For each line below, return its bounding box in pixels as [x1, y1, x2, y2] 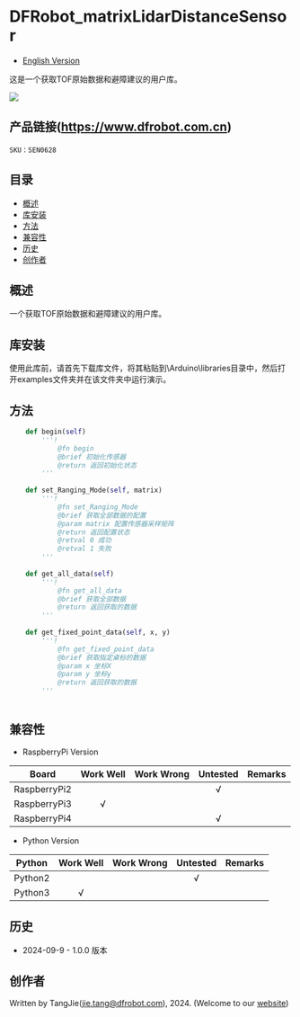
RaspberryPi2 [13, 782, 72, 795]
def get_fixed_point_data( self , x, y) [25, 628, 171, 637]
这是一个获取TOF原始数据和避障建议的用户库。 [9, 74, 182, 85]
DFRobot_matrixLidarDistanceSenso [9, 6, 287, 27]
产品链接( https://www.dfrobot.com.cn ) [9, 120, 232, 135]
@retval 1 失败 [57, 544, 112, 554]
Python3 [13, 886, 50, 898]
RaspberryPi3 [13, 798, 72, 810]
